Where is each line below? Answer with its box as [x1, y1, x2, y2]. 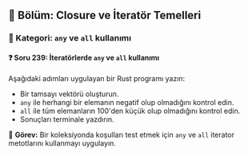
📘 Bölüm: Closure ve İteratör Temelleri [8, 9, 202, 22]
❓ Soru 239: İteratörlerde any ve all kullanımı [8, 53, 160, 62]
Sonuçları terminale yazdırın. [19, 114, 114, 124]
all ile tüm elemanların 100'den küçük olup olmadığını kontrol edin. [19, 106, 241, 115]
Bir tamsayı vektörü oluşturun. [19, 89, 119, 99]
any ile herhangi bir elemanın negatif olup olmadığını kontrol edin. [19, 97, 234, 107]
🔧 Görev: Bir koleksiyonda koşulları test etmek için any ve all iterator [8, 130, 234, 139]
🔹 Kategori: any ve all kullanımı [8, 33, 132, 44]
